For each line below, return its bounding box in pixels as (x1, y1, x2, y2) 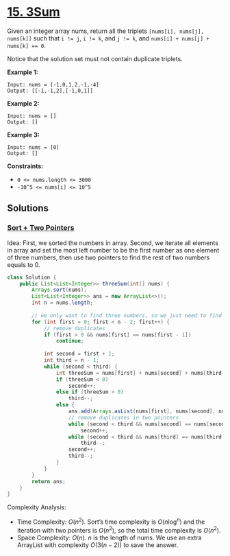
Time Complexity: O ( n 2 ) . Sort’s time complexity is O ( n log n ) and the (16, 516, 205, 526)
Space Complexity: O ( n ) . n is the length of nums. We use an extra (16, 533, 202, 542)
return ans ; (31, 478, 66, 485)
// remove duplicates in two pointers (68, 414, 179, 421)
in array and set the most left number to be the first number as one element (7, 246, 220, 254)
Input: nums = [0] (7, 143, 60, 151)
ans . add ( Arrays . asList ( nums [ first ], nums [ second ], (68, 408, 216, 415)
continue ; (55, 338, 84, 345)
